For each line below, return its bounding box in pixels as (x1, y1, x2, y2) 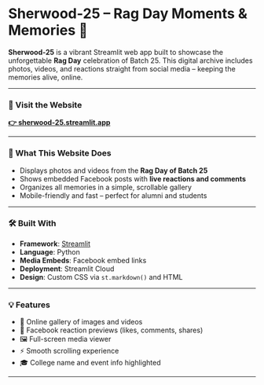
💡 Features (8, 299, 51, 310)
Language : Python (19, 247, 80, 256)
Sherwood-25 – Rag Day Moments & (8, 5, 247, 23)
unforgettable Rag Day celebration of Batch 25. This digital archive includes (8, 56, 253, 65)
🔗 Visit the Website (8, 99, 82, 110)
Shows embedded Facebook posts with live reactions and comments (19, 174, 246, 183)
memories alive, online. (8, 72, 83, 82)
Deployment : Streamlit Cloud (19, 264, 115, 273)
